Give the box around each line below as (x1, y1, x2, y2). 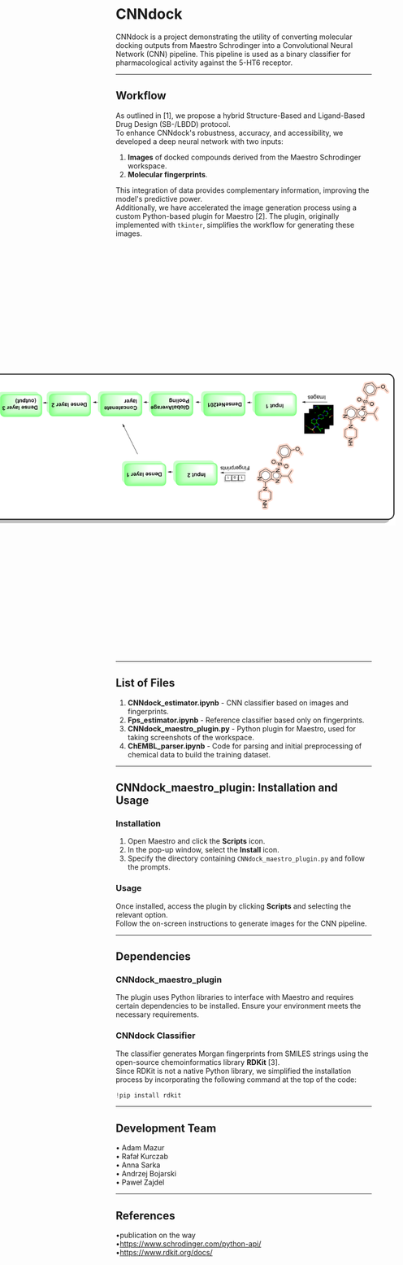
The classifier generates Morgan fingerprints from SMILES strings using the (115, 1049, 369, 1058)
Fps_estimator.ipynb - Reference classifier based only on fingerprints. (127, 715, 365, 725)
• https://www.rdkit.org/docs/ (115, 1248, 213, 1258)
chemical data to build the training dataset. (127, 749, 271, 759)
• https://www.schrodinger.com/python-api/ (115, 1239, 262, 1249)
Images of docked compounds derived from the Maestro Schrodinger (127, 152, 362, 162)
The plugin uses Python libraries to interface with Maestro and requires (115, 992, 354, 1002)
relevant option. (115, 909, 168, 919)
